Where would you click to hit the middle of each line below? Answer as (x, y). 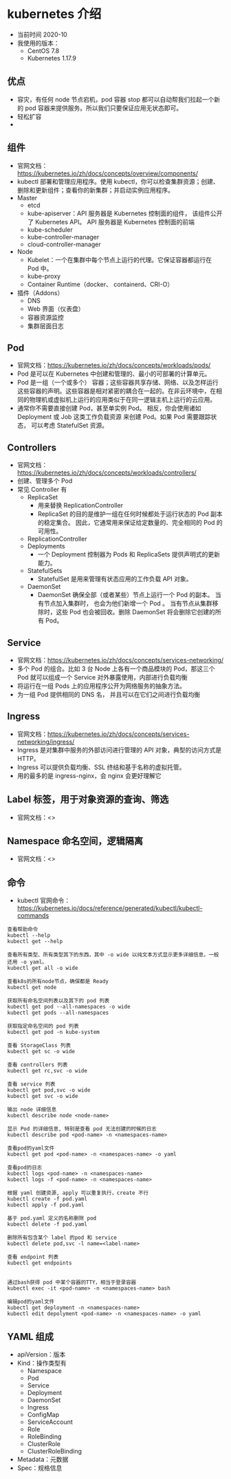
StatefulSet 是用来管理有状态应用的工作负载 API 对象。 (115, 579)
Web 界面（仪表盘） (56, 309)
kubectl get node (32, 988)
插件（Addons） (40, 292)
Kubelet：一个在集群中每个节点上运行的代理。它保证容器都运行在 (119, 259)
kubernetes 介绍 (54, 14)
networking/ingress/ (46, 742)
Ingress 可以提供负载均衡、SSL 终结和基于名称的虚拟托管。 (101, 767)
